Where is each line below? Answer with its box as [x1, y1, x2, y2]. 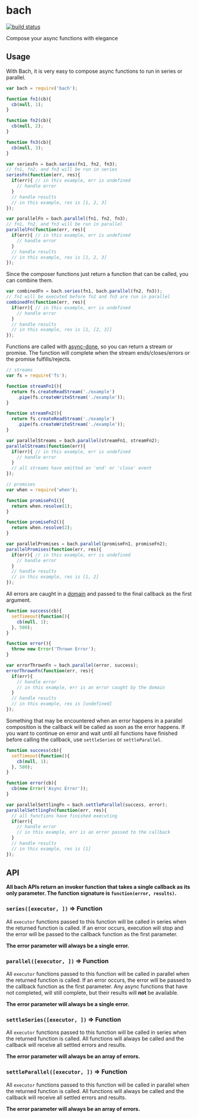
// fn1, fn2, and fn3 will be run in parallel [6, 221, 123, 227]
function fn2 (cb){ [6, 118, 51, 124]
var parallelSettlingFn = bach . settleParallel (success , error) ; [6, 802, 168, 808]
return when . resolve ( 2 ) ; [11, 525, 73, 531]
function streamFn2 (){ [6, 410, 62, 416]
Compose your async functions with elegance [6, 34, 118, 41]
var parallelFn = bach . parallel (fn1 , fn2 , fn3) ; [6, 216, 128, 222]
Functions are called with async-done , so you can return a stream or [6, 343, 173, 350]
